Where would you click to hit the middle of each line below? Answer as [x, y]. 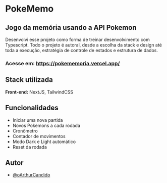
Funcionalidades [32, 108]
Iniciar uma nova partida [38, 120]
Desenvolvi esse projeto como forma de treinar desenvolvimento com [77, 39]
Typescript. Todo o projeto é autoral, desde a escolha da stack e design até [84, 45]
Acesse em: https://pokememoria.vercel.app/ [63, 63]
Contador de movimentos [39, 136]
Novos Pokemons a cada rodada [46, 125]
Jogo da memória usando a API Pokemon [71, 28]
